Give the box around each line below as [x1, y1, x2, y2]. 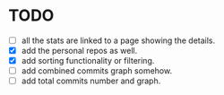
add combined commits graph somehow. [21, 65, 172, 76]
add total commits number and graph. [21, 75, 161, 86]
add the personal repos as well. [21, 46, 138, 56]
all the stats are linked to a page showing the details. [21, 35, 216, 46]
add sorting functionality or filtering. [21, 56, 155, 66]
